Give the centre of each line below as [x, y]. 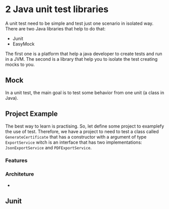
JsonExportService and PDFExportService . [49, 147]
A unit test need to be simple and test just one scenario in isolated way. [79, 23]
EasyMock [24, 44]
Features [16, 160]
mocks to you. [20, 64]
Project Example [32, 114]
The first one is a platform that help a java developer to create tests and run [84, 54]
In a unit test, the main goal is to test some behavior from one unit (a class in [85, 93]
